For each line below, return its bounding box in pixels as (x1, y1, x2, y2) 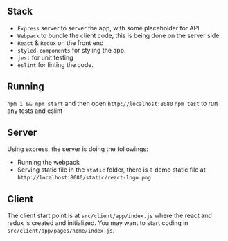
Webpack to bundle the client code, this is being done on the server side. (17, 31, 222, 39)
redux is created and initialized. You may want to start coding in (7, 219, 188, 227)
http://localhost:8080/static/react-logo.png (17, 175, 151, 181)
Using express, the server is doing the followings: (7, 145, 149, 153)
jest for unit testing (17, 53, 74, 62)
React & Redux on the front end (17, 38, 104, 47)
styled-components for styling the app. (17, 46, 126, 54)
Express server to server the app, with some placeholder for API (17, 24, 200, 32)
